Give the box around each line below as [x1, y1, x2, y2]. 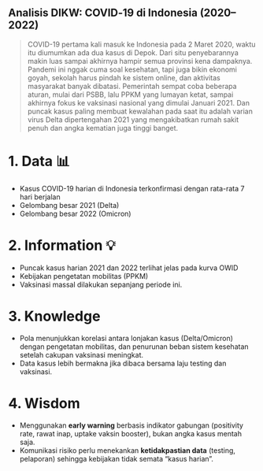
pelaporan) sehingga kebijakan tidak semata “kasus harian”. [19, 454, 214, 463]
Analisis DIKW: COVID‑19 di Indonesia [8, 6, 198, 20]
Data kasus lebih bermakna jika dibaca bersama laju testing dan [19, 358, 227, 368]
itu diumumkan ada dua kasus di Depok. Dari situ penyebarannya [27, 47, 239, 57]
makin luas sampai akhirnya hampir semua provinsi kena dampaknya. [27, 56, 253, 65]
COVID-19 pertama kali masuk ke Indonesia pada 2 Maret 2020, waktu [27, 39, 256, 49]
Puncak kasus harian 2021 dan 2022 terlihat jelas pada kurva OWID [19, 263, 239, 273]
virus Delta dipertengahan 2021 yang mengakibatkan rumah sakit [27, 114, 239, 124]
